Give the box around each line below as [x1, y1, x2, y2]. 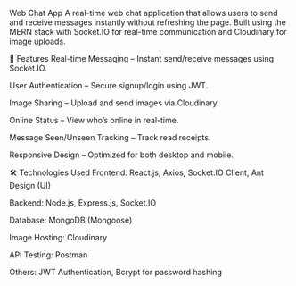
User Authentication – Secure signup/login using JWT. [9, 80, 209, 90]
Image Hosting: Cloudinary [9, 232, 108, 242]
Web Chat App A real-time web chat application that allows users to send [9, 8, 278, 18]
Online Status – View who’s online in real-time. [9, 115, 179, 125]
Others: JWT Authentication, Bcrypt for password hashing [9, 267, 223, 277]
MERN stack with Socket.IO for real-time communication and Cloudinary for [9, 27, 287, 37]
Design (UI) [9, 181, 52, 190]
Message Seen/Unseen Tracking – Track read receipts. [9, 132, 211, 142]
